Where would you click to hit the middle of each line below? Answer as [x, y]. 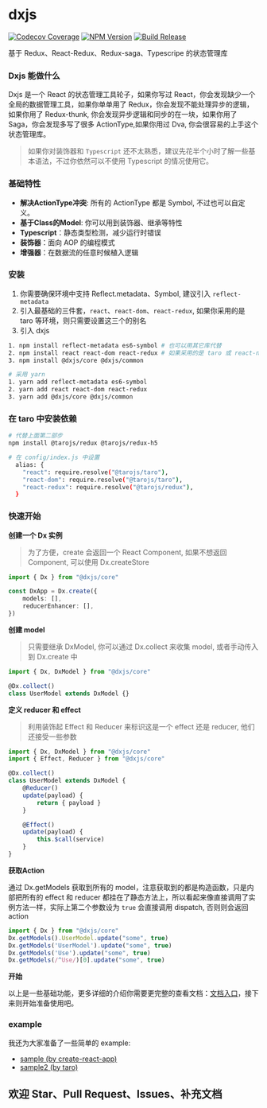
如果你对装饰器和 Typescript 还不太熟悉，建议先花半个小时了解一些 [138, 151]
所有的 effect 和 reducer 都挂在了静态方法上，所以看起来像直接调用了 [135, 897]
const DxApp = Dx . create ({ [53, 591]
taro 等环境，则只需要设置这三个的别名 [83, 321]
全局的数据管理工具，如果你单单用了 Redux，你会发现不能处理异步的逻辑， [131, 104]
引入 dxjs [35, 330]
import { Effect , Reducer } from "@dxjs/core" [87, 759]
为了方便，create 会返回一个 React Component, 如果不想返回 [128, 552]
